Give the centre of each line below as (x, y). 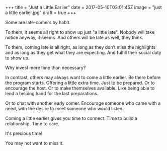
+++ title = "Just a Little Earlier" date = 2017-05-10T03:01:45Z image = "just (83, 7)
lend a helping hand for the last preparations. (52, 93)
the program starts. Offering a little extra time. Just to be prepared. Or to (80, 83)
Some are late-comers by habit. (38, 22)
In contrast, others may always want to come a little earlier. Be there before (83, 77)
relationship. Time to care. (32, 124)
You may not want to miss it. (34, 143)
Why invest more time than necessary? (46, 68)
